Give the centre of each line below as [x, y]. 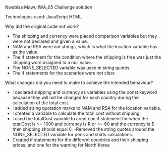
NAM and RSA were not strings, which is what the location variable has [85, 46]
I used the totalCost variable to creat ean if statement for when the [80, 118]
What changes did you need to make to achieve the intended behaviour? [79, 82]
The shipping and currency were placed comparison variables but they [84, 36]
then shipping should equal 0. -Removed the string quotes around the [83, 129]
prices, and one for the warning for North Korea [61, 145]
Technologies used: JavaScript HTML [43, 17]
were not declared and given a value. [50, 41]
